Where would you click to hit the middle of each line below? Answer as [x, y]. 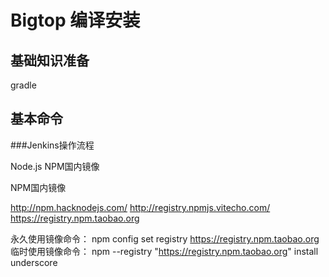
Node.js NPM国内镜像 [55, 166]
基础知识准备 [50, 60]
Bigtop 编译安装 [75, 20]
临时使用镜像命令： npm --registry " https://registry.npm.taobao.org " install [164, 251]
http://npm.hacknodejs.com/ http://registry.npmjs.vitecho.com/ [140, 207]
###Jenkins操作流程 [52, 145]
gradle [23, 85]
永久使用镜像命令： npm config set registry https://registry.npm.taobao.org [165, 238]
